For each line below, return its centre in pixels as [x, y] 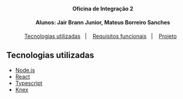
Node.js [25, 70]
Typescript [29, 83]
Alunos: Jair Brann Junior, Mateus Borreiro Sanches [103, 23]
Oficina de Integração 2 [103, 9]
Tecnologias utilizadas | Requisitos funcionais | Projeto [101, 36]
